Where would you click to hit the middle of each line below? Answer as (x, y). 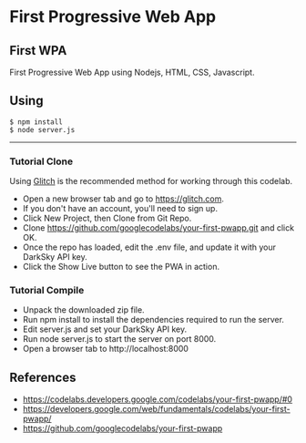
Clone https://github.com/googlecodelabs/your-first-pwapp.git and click (158, 228)
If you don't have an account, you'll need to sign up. (120, 209)
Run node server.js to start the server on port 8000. (119, 339)
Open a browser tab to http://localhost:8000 (106, 349)
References (43, 377)
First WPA (38, 51)
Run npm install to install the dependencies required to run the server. (153, 320)
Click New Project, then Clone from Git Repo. (107, 218)
